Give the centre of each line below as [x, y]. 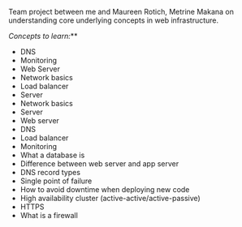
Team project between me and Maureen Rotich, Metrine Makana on [121, 12]
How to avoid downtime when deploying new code [105, 189]
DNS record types [50, 172]
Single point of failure [56, 181]
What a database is [52, 155]
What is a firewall [49, 215]
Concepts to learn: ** [43, 36]
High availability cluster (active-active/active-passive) [110, 198]
